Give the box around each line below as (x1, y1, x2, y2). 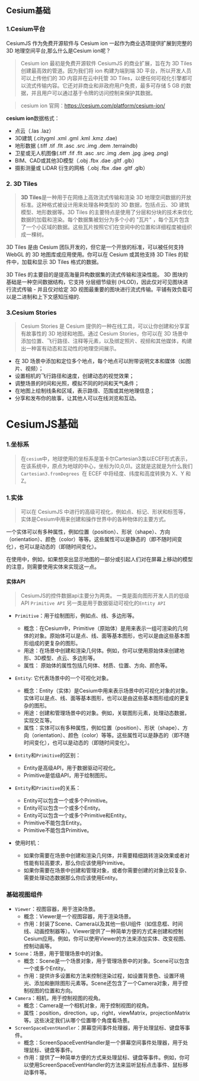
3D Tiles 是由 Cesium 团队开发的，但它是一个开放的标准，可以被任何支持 (6, 243, 184, 251)
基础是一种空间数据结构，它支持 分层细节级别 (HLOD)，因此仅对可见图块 (6, 278, 183, 285)
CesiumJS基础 (6, 418, 79, 431)
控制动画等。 (23, 942, 55, 949)
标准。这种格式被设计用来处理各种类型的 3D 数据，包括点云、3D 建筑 (20, 201, 190, 208)
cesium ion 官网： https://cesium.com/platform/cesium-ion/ (20, 102, 166, 109)
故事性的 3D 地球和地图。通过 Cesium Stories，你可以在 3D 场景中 (25, 330, 188, 337)
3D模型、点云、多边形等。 (34, 655, 99, 662)
